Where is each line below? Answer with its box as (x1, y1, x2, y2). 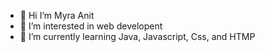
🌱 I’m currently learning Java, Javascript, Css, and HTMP (19, 31, 256, 42)
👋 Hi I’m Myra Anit (19, 10, 95, 21)
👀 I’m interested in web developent (19, 20, 163, 32)
